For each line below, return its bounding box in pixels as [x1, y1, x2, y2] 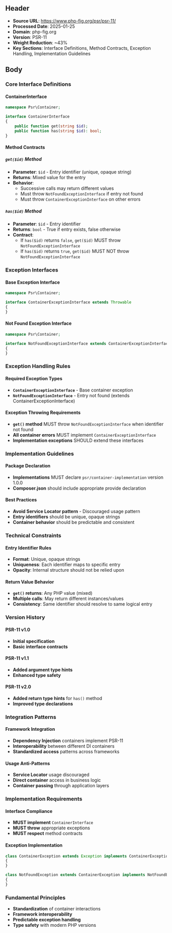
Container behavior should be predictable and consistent [12, 519, 135, 526]
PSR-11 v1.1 [5, 655, 29, 662]
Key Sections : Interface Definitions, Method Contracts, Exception [12, 45, 151, 51]
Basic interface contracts [12, 644, 68, 650]
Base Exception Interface [5, 279, 60, 285]
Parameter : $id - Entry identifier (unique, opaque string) [12, 169, 132, 175]
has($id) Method [5, 208, 42, 214]
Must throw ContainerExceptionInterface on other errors [20, 196, 141, 202]
